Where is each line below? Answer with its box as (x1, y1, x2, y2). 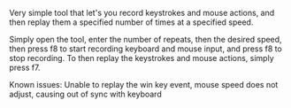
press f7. (9, 62, 41, 73)
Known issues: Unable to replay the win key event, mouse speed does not (9, 80, 279, 89)
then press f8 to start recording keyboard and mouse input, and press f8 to (9, 43, 283, 54)
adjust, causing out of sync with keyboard (9, 89, 162, 99)
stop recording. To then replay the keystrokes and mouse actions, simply (9, 53, 274, 63)
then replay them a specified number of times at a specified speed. (9, 17, 254, 27)
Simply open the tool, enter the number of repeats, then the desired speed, (9, 35, 282, 44)
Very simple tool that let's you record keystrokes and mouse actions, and (9, 8, 275, 18)
